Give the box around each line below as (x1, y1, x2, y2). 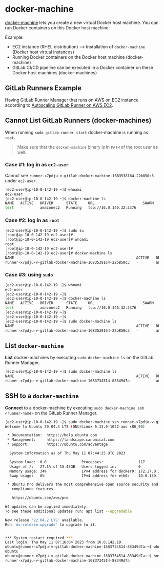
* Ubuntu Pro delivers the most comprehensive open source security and (7, 482, 159, 487)
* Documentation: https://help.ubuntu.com (7, 433, 97, 438)
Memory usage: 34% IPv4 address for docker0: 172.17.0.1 (9, 469, 161, 474)
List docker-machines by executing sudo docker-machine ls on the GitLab (5, 355, 154, 361)
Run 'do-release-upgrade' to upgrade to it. (5, 522, 97, 527)
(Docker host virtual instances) (12, 49, 75, 55)
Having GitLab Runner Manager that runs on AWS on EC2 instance (5, 97, 139, 103)
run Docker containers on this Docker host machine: (5, 24, 110, 30)
